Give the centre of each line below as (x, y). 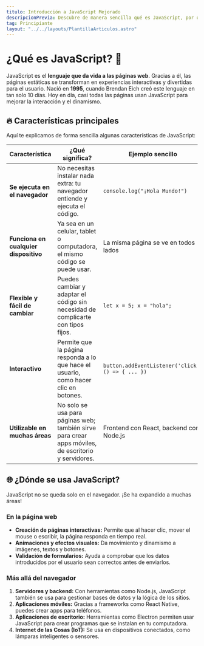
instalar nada (76, 176)
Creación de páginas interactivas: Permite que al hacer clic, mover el (103, 530)
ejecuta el (71, 206)
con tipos (70, 325)
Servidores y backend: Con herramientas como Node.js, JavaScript (100, 591)
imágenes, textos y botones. (50, 549)
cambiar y (72, 287)
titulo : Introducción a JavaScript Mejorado (63, 12)
